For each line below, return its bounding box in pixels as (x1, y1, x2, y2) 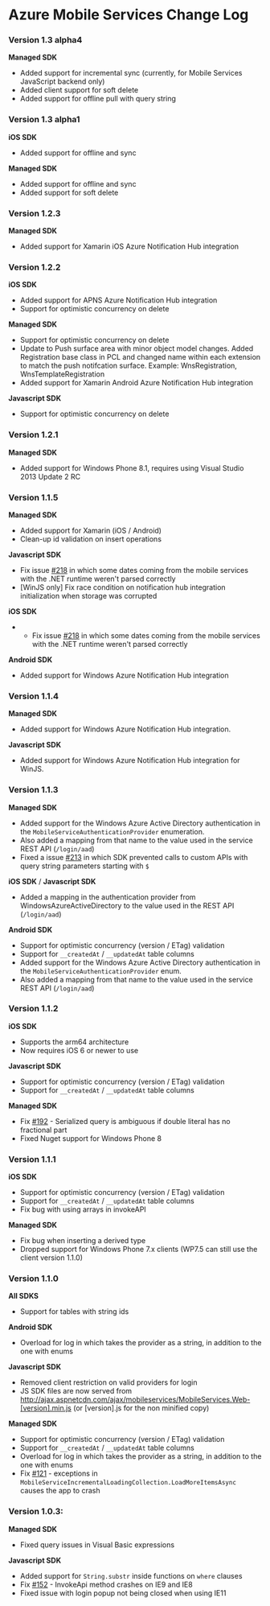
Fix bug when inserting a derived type (19, 1236, 146, 1246)
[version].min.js (19, 1403, 72, 1413)
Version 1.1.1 (8, 1153, 56, 1164)
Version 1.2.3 (8, 208, 61, 219)
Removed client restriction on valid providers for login (19, 1377, 198, 1387)
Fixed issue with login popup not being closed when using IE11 (19, 1587, 227, 1598)
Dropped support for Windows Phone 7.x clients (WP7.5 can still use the (19, 1245, 258, 1254)
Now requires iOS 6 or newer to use (19, 1045, 139, 1055)
